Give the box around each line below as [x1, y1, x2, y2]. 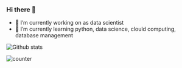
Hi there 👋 [6, 5, 37, 14]
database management [15, 32, 74, 39]
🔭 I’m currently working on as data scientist [15, 19, 124, 26]
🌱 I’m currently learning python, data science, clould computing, [15, 25, 177, 32]
